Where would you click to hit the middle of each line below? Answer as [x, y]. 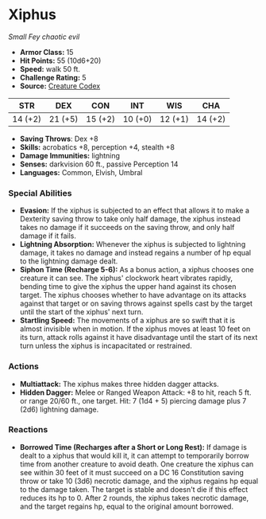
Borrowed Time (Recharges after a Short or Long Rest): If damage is [133, 447]
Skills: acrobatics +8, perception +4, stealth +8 [97, 147]
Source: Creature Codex [60, 86]
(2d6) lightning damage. [59, 409]
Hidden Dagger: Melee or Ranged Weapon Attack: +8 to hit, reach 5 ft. [135, 392]
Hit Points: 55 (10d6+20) [60, 60]
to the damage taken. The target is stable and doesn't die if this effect [134, 489]
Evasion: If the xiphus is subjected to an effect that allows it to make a [135, 211]
